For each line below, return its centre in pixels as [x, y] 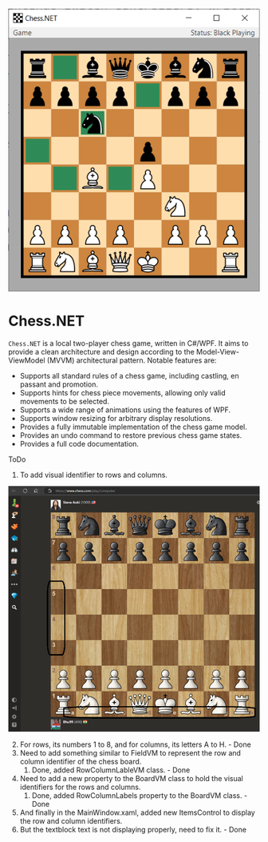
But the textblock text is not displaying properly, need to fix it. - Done [133, 829]
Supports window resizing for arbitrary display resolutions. [116, 418]
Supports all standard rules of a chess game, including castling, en [129, 375]
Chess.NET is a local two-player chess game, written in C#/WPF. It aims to [128, 343]
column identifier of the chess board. [81, 761]
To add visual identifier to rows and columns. [93, 475]
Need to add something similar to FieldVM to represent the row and [130, 752]
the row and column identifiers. [71, 820]
